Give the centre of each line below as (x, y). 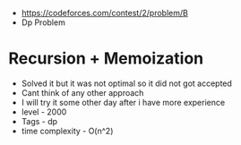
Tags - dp (39, 121)
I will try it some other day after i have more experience (123, 102)
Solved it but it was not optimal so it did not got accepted (126, 83)
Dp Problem (43, 22)
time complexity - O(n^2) (67, 131)
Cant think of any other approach (82, 92)
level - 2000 (44, 112)
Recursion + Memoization (106, 59)
